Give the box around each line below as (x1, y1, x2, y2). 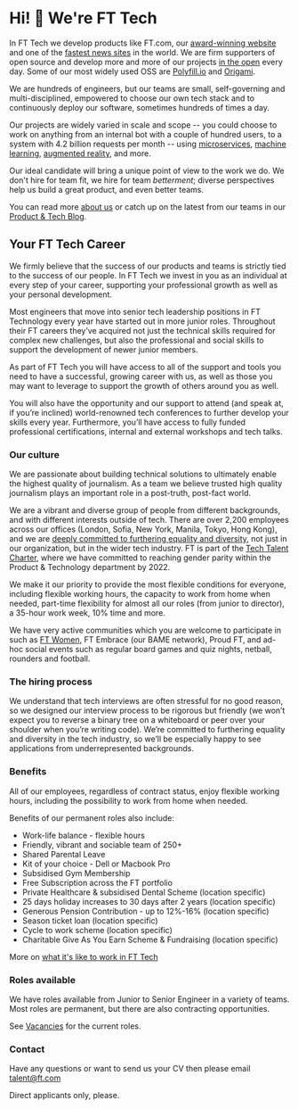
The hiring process (9, 675, 93, 688)
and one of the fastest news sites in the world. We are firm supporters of (9, 46, 276, 57)
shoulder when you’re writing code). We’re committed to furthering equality (9, 724, 286, 735)
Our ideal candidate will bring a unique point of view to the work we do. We (9, 165, 285, 176)
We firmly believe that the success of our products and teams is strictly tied (9, 261, 286, 271)
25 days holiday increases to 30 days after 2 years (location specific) (21, 896, 276, 906)
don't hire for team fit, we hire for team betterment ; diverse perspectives (9, 174, 275, 186)
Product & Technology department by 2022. (9, 562, 171, 573)
